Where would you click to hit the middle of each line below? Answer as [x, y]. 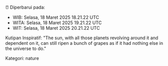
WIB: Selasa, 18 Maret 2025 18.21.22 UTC [56, 17]
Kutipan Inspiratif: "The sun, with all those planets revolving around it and [82, 38]
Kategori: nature [22, 58]
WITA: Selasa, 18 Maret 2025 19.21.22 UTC [57, 23]
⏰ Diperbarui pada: [25, 7]
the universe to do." [26, 48]
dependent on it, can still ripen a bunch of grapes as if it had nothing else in [84, 43]
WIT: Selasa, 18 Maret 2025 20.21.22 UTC [56, 28]
